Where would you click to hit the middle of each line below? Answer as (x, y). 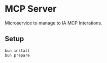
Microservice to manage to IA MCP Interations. (53, 23)
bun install (17, 51)
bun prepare (17, 55)
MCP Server (31, 9)
